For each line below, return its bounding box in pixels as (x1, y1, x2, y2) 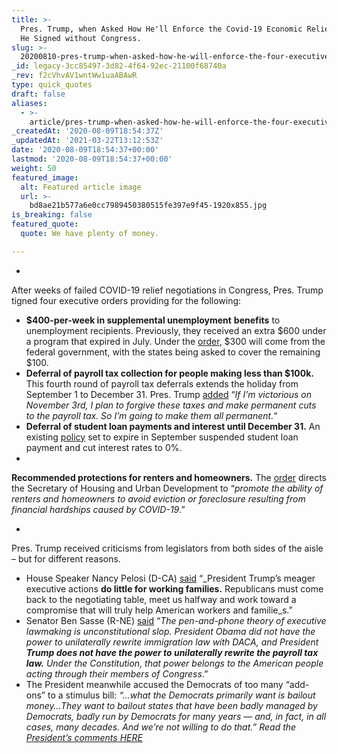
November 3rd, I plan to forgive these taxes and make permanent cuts (25, 399, 317, 411)
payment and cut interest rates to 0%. (25, 441, 183, 453)
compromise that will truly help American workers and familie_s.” (25, 604, 293, 616)
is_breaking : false (11, 210, 93, 220)
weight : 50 (11, 163, 57, 173)
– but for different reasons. (11, 552, 121, 565)
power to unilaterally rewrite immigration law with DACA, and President (25, 636, 319, 648)
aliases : (11, 98, 48, 108)
